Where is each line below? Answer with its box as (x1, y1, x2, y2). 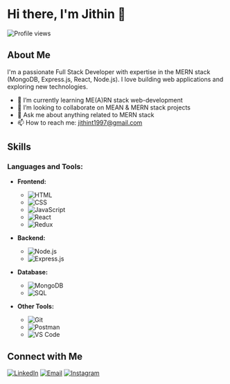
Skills (7, 141, 31, 153)
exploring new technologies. (7, 82, 88, 91)
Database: (17, 268, 48, 277)
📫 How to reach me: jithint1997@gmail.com (17, 118, 143, 127)
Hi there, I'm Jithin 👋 (7, 6, 126, 22)
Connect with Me (7, 350, 83, 363)
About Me (7, 49, 51, 61)
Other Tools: (17, 302, 54, 311)
